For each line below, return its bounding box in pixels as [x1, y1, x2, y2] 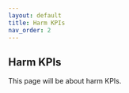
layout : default [8, 11, 62, 20]
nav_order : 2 [8, 26, 51, 34]
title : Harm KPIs [8, 19, 66, 27]
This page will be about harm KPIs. [8, 76, 122, 86]
